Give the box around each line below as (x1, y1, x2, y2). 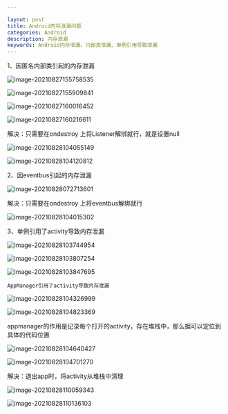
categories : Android (7, 29, 67, 36)
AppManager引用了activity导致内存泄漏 (7, 282, 109, 290)
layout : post (7, 16, 45, 23)
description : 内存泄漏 (7, 35, 68, 42)
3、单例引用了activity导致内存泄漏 (7, 227, 105, 235)
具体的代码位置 (7, 331, 50, 339)
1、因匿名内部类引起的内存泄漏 (7, 61, 95, 70)
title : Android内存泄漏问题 (7, 22, 82, 30)
